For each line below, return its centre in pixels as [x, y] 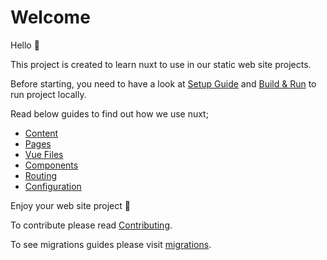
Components [51, 165]
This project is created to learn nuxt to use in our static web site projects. [161, 64]
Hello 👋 [25, 45]
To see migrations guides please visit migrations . [111, 244]
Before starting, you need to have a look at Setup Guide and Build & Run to [163, 83]
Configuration [53, 186]
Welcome [50, 17]
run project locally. [48, 94]
